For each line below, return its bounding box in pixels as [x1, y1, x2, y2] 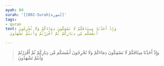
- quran [5, 21, 22, 27]
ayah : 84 [5, 7, 24, 13]
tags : [5, 17, 17, 22]
